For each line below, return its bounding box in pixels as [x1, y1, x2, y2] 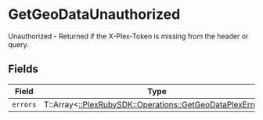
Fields [8, 63, 39, 76]
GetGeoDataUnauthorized [8, 5, 181, 24]
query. [8, 39, 29, 49]
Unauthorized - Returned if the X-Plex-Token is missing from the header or [8, 31, 249, 41]
